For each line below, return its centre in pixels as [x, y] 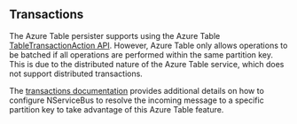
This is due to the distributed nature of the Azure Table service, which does [147, 64]
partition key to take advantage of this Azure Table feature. [117, 109]
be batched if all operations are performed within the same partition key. [141, 54]
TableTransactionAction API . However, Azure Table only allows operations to [148, 45]
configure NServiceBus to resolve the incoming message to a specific [137, 100]
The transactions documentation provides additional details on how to [137, 90]
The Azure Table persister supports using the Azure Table [115, 35]
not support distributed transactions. [76, 74]
